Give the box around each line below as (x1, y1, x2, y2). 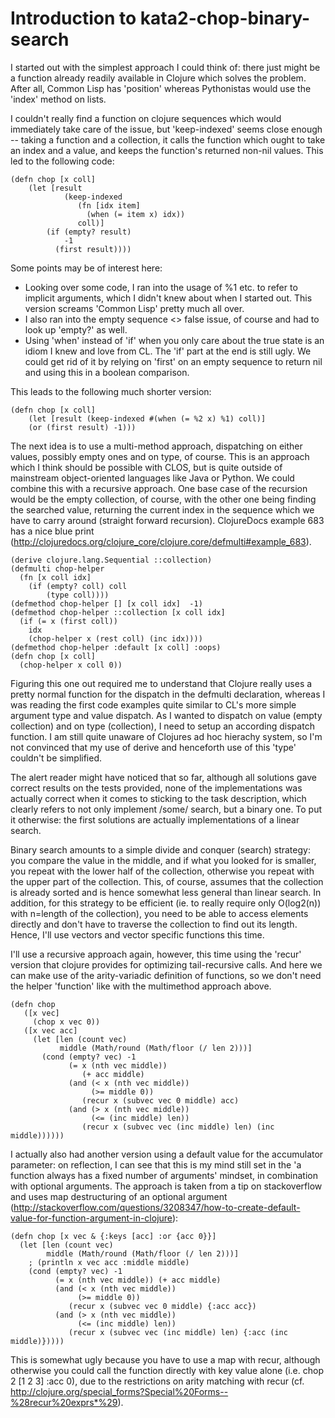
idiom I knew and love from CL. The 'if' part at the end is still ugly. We (24, 345, 312, 357)
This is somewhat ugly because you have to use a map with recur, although (10, 1353, 321, 1366)
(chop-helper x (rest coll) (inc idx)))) (28, 633, 203, 644)
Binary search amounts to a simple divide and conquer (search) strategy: (10, 843, 311, 856)
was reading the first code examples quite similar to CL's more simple (10, 698, 297, 711)
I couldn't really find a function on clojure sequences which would (10, 112, 282, 124)
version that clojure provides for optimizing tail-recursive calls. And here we (10, 958, 323, 971)
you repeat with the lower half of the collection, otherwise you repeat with (10, 865, 315, 877)
